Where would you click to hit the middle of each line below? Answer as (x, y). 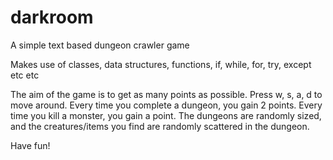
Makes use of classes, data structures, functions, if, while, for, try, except (161, 64)
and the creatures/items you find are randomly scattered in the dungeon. (160, 126)
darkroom (52, 17)
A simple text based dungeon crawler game (100, 45)
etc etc (25, 75)
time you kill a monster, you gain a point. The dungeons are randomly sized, (166, 115)
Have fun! (30, 145)
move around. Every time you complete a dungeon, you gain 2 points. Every (166, 105)
